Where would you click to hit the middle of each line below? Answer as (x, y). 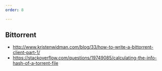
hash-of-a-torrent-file (35, 63)
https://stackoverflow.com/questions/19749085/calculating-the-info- (85, 58)
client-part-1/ (26, 52)
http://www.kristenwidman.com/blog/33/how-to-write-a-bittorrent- (83, 47)
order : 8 (14, 10)
